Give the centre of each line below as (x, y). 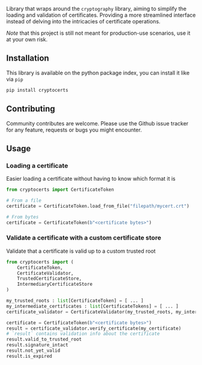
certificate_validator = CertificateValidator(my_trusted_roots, (90, 312)
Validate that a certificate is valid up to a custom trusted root (81, 251)
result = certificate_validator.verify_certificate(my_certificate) (94, 328)
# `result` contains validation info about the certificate (83, 334)
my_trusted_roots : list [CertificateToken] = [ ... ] (75, 301)
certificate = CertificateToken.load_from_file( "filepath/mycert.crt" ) (98, 206)
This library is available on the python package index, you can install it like (98, 73)
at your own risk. (27, 39)
